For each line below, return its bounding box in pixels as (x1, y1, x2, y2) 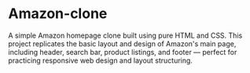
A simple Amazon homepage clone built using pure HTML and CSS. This (8, 31, 243, 40)
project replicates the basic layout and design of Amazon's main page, (8, 38, 237, 48)
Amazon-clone (8, 5, 108, 23)
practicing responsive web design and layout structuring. (8, 56, 193, 65)
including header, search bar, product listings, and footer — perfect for (8, 47, 237, 57)
